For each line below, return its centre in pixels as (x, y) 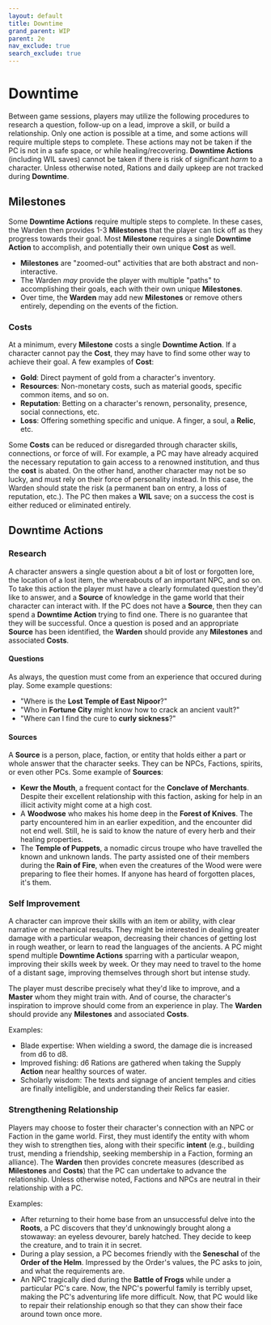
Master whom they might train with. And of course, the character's (120, 997)
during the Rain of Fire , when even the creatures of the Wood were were (141, 866)
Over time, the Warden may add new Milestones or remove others (131, 297)
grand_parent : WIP (39, 31)
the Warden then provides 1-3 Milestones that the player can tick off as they (135, 230)
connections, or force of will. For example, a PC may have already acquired (133, 454)
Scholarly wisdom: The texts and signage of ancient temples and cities (138, 1080)
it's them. (36, 883)
